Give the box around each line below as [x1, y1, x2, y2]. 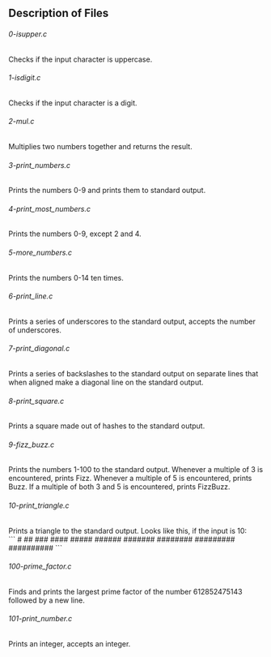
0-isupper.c [8, 28, 47, 39]
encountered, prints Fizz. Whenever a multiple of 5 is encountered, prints [8, 474, 252, 483]
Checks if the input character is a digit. [8, 97, 138, 108]
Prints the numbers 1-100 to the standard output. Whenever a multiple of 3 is [8, 465, 264, 474]
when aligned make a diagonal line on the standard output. [8, 377, 204, 388]
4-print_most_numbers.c [8, 204, 91, 213]
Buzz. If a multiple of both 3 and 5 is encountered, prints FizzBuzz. [8, 482, 231, 492]
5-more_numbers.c [8, 247, 73, 257]
